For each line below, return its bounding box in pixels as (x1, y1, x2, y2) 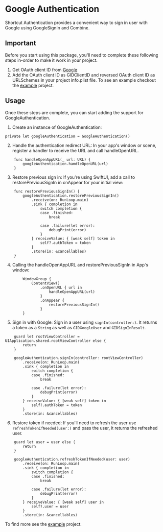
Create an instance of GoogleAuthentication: (12, 124, 102, 130)
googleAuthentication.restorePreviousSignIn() (23, 193, 119, 198)
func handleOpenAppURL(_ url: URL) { (14, 157, 91, 162)
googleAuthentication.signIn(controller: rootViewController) (14, 355, 143, 361)
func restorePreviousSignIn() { (14, 189, 80, 194)
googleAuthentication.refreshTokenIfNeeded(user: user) (14, 457, 131, 461)
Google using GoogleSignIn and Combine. (5, 24, 90, 30)
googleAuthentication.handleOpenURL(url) (23, 161, 109, 166)
